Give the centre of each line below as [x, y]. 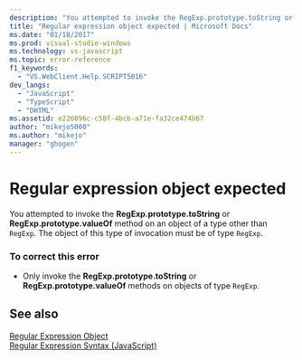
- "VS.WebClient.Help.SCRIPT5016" [82, 77]
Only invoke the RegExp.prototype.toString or [109, 276]
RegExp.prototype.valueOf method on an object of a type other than [139, 223]
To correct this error [54, 256]
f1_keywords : [34, 69]
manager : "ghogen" [44, 144]
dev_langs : [30, 85]
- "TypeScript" [46, 102]
